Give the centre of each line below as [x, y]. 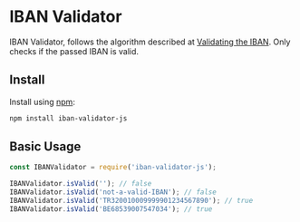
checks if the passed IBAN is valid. [74, 51]
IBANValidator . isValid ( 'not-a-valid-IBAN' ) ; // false [113, 192]
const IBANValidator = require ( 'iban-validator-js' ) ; [113, 168]
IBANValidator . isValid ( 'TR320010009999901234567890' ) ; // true [131, 201]
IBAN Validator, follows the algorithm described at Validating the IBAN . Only [150, 42]
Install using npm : [42, 101]
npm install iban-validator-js [68, 118]
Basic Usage [45, 147]
